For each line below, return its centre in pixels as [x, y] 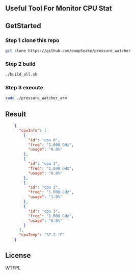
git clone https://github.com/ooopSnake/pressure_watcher [68, 51]
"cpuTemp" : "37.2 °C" [42, 235]
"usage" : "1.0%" [45, 197]
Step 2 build [20, 64]
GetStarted [23, 26]
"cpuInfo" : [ [33, 130]
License [18, 255]
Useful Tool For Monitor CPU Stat [59, 8]
